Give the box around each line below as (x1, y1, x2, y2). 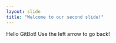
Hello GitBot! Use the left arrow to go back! (6, 30, 110, 37)
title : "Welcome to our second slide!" (6, 14, 104, 20)
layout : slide (6, 8, 41, 15)
